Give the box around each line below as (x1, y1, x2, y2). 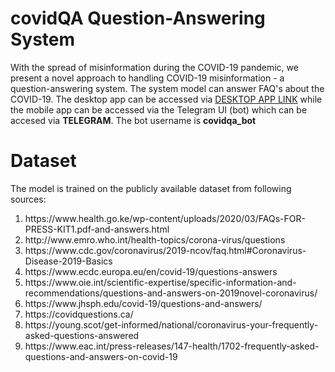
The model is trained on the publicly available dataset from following (10, 182, 292, 194)
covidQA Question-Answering (10, 7, 266, 30)
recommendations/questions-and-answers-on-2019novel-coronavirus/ (24, 287, 318, 299)
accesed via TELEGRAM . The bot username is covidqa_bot (10, 114, 257, 126)
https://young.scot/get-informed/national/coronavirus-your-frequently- (24, 318, 319, 331)
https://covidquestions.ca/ (24, 308, 134, 320)
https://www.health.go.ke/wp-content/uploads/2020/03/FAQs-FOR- (24, 212, 306, 224)
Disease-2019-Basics (24, 255, 113, 267)
